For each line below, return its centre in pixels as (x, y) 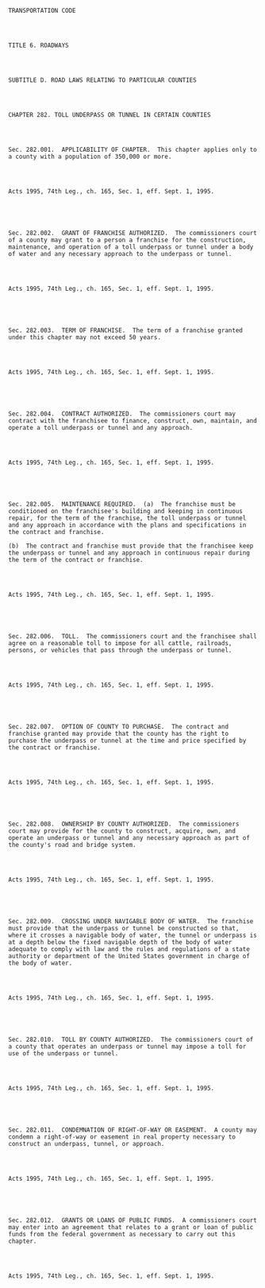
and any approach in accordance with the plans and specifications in (127, 525)
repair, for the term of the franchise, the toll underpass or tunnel (127, 518)
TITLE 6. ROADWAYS (38, 45)
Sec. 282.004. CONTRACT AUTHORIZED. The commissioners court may (122, 414)
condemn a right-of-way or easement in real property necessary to (122, 1137)
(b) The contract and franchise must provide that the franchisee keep (131, 546)
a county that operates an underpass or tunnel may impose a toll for (127, 1046)
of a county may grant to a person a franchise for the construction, (127, 240)
